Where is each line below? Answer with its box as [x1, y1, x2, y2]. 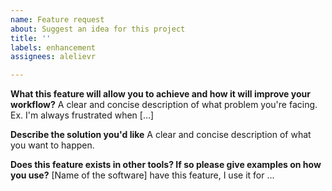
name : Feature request [10, 14, 105, 25]
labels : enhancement [10, 42, 97, 53]
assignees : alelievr [10, 52, 97, 62]
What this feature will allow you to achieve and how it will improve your [10, 88, 311, 100]
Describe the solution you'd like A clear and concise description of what [10, 129, 312, 141]
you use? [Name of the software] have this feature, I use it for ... [10, 169, 275, 181]
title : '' [10, 33, 52, 43]
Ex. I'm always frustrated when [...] [10, 109, 155, 121]
